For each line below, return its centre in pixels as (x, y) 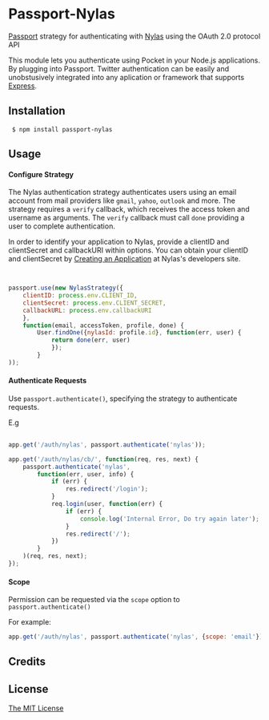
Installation (37, 111)
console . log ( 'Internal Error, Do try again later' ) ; (170, 519)
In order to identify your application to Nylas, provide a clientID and (119, 242)
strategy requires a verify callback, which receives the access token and (129, 209)
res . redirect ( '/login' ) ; (107, 489)
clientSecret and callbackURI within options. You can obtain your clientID (128, 250)
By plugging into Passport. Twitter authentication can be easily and (119, 68)
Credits (27, 662)
